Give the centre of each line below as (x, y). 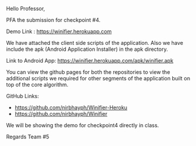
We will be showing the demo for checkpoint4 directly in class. (83, 125)
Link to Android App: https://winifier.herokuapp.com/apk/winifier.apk (90, 61)
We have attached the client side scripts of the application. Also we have (95, 43)
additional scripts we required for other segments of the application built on (98, 78)
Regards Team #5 (28, 137)
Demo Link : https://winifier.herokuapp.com (59, 31)
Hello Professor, (26, 9)
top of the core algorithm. (37, 85)
